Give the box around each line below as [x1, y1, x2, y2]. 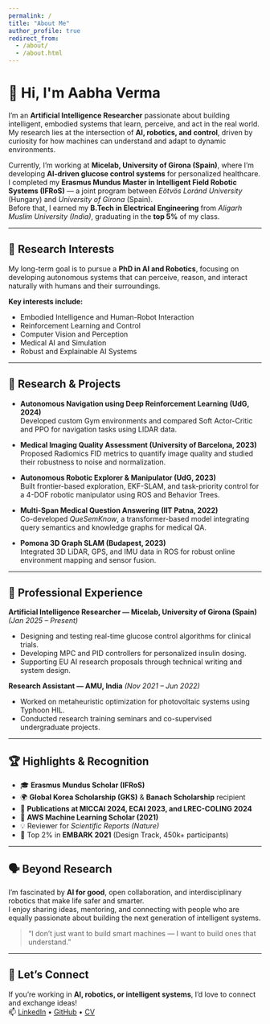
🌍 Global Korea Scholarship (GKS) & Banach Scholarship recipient [19, 792, 246, 802]
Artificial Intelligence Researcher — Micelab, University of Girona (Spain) [8, 607, 257, 617]
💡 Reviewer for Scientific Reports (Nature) [19, 821, 160, 831]
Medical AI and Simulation [19, 337, 107, 347]
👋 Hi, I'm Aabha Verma [8, 84, 161, 102]
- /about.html [15, 49, 63, 57]
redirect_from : [8, 34, 59, 43]
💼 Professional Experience [8, 585, 143, 600]
